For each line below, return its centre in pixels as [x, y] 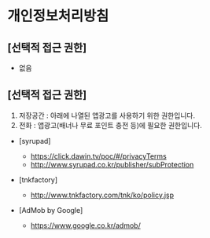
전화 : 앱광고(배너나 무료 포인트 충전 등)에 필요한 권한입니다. [110, 125]
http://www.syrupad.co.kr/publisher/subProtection [112, 164]
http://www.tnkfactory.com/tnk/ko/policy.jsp [102, 195]
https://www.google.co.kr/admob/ [85, 225]
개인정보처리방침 [58, 16]
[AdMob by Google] [51, 210]
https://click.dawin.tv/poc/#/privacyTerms [98, 156]
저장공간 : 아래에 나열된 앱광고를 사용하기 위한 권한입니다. [107, 115]
